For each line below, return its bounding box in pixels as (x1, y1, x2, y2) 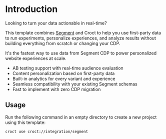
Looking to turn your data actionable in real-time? (5, 20, 107, 26)
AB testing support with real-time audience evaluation (12, 65, 123, 71)
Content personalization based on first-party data (12, 70, 115, 76)
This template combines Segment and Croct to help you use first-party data (5, 29, 161, 35)
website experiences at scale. (5, 55, 66, 61)
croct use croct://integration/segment (5, 129, 88, 134)
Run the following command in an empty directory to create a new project (5, 114, 157, 120)
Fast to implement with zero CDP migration (12, 86, 101, 92)
